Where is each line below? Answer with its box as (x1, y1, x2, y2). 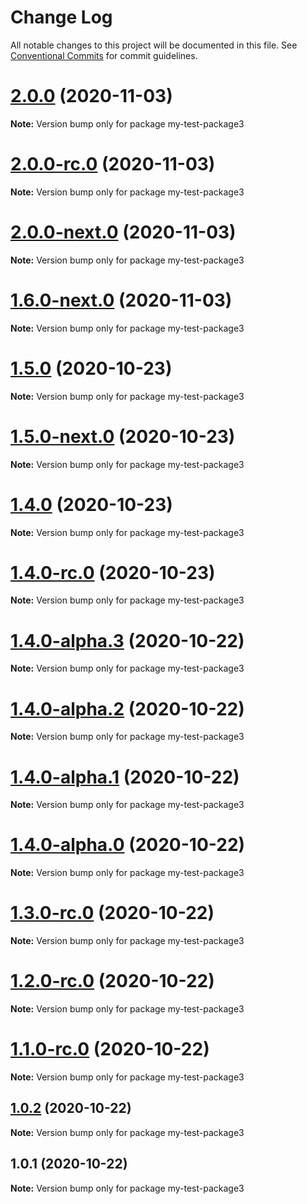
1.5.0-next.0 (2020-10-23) (10, 425, 236, 448)
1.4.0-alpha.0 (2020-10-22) (10, 834, 246, 856)
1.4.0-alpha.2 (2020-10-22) (10, 697, 245, 720)
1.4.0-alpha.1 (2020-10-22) (10, 766, 240, 788)
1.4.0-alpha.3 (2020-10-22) (10, 629, 245, 652)
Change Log (10, 6, 113, 29)
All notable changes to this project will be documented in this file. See (10, 39, 298, 51)
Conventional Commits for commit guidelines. (10, 49, 198, 61)
